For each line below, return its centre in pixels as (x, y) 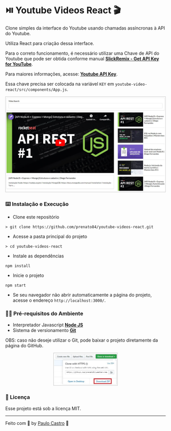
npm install (18, 266)
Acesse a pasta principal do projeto (50, 236)
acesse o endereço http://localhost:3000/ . (59, 300)
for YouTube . (19, 64)
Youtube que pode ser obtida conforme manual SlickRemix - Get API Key (82, 58)
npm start (16, 285)
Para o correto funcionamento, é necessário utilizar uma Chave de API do (82, 53)
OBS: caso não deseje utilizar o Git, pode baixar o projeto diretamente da (82, 340)
